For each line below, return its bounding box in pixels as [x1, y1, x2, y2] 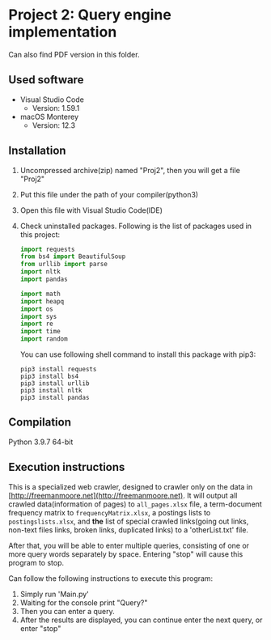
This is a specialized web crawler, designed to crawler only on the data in [8, 481, 253, 491]
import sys [19, 312, 57, 320]
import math [19, 290, 61, 298]
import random [19, 335, 68, 343]
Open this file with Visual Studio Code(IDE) [19, 205, 163, 215]
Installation [8, 144, 66, 158]
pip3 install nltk [19, 387, 83, 395]
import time [19, 328, 61, 336]
